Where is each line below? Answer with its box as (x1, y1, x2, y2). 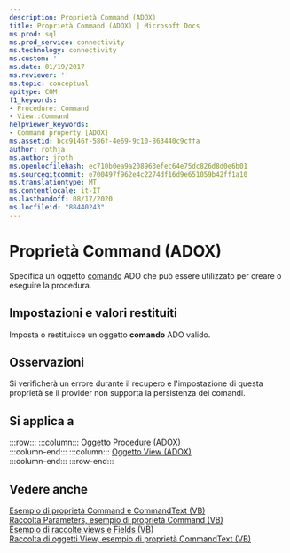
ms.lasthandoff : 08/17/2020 (9, 194, 114, 204)
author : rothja (9, 145, 66, 154)
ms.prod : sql (9, 29, 58, 38)
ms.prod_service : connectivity (9, 37, 125, 47)
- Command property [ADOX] (9, 129, 109, 138)
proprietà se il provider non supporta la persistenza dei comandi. (9, 388, 246, 399)
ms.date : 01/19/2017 (9, 63, 86, 72)
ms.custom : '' (9, 54, 62, 63)
